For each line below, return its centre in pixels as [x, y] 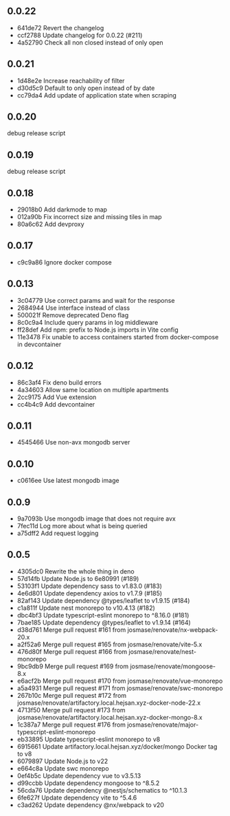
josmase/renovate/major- [163, 725]
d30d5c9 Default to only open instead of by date [86, 88]
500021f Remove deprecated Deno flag [73, 315]
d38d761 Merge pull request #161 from [71, 630]
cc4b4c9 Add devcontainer [56, 404]
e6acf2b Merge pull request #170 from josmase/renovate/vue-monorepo [120, 681]
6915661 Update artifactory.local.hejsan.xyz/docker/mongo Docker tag [117, 746]
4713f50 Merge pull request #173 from [71, 710]
